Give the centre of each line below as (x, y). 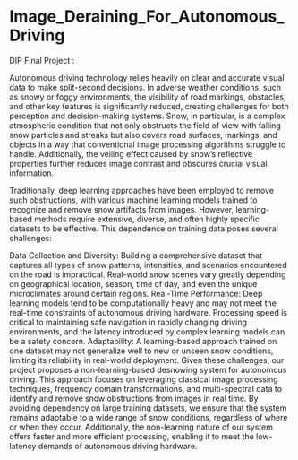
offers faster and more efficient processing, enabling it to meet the (132, 436)
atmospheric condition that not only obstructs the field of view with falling (145, 125)
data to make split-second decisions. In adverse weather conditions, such (145, 87)
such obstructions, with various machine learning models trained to (133, 200)
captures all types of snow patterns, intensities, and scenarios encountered (149, 265)
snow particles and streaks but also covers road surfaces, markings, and (143, 135)
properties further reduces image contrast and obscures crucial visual (138, 163)
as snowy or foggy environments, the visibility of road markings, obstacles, (148, 97)
